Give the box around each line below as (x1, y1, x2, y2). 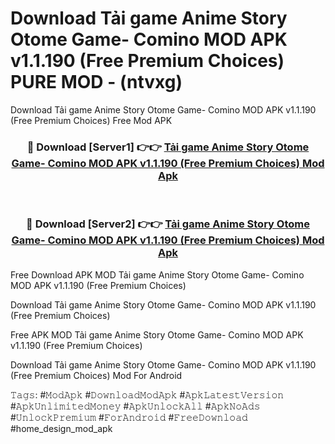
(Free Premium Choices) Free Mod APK (10, 114, 173, 126)
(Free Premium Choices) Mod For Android (10, 369, 183, 381)
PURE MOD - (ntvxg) (10, 71, 183, 94)
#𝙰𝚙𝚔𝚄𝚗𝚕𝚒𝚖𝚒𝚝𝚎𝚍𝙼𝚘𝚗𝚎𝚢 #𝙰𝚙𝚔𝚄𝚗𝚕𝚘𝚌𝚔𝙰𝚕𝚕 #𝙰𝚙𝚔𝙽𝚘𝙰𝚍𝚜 (10, 400, 261, 412)
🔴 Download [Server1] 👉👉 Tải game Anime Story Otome (26, 140, 310, 154)
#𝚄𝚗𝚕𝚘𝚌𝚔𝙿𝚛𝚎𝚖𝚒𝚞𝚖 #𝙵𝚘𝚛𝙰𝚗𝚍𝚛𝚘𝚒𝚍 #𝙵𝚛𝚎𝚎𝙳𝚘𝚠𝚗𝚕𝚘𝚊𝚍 (10, 411, 248, 423)
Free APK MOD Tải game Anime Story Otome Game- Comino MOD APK (10, 328, 304, 341)
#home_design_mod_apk (10, 422, 113, 434)
